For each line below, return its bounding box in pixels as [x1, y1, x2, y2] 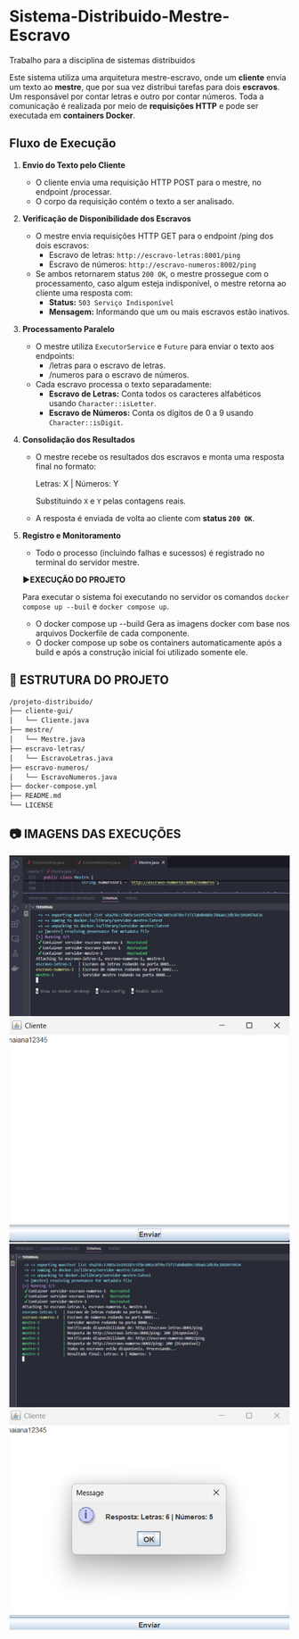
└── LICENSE [9, 801, 53, 810]
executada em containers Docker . [9, 110, 136, 121]
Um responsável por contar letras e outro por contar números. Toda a [9, 91, 264, 102]
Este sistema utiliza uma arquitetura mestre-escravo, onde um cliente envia [9, 71, 287, 82]
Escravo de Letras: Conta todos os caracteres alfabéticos [48, 388, 262, 399]
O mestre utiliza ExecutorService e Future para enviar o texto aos [35, 341, 274, 352]
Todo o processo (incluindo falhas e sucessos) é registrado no [35, 547, 265, 558]
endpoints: [35, 350, 76, 361]
